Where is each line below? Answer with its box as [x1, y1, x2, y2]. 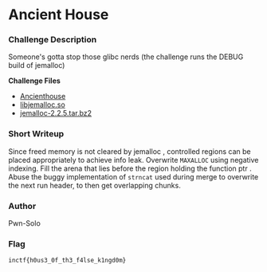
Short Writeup [8, 128, 65, 140]
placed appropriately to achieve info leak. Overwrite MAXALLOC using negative [8, 155, 259, 164]
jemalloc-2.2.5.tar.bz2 [19, 108, 92, 118]
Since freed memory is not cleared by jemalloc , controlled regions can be [8, 146, 251, 156]
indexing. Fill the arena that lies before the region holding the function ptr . [8, 164, 253, 173]
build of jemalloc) [8, 61, 65, 70]
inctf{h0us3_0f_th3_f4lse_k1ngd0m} [8, 257, 127, 265]
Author [8, 200, 37, 211]
